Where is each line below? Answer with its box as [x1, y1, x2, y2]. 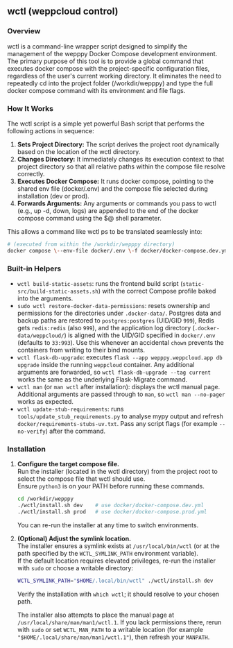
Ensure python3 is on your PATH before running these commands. [17, 482, 205, 491]
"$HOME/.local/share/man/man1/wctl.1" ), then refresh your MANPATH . [17, 633, 210, 641]
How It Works [7, 103, 54, 113]
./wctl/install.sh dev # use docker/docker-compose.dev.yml [17, 502, 205, 509]
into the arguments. [17, 294, 74, 302]
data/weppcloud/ [17, 332, 64, 339]
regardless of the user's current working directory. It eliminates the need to [7, 71, 222, 80]
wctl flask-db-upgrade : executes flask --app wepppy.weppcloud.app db [17, 353, 223, 361]
